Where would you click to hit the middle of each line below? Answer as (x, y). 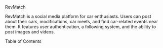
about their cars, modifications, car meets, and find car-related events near (81, 22)
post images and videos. (30, 32)
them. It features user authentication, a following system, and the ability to (81, 27)
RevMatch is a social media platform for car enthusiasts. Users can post (78, 16)
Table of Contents (23, 41)
